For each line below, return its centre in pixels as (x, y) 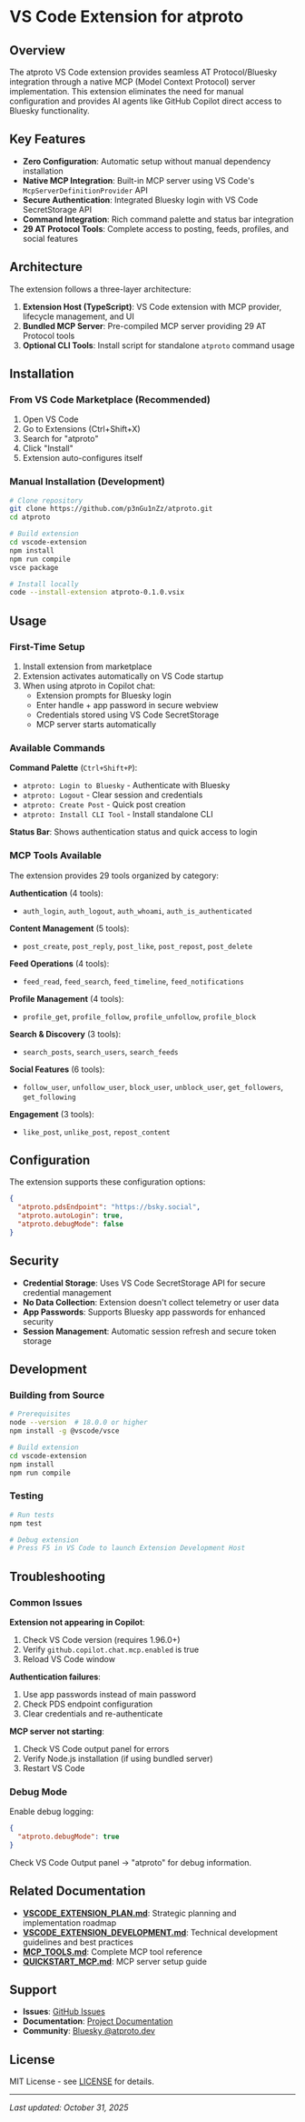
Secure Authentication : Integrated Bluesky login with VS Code (140, 200)
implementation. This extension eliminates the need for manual (127, 91)
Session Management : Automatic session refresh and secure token (149, 1331)
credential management (67, 1292)
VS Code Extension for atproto (126, 17)
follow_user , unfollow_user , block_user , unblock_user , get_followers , (153, 1086)
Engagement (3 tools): (52, 1114)
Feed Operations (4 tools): (59, 963)
